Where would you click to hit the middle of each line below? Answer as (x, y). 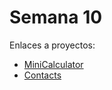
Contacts (42, 75)
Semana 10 (56, 17)
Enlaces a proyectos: (52, 45)
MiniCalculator (53, 64)
